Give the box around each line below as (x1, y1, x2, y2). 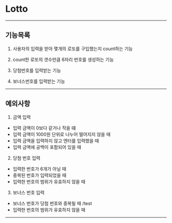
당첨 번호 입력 (12, 154, 40, 161)
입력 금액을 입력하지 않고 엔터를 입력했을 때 (12, 138, 99, 144)
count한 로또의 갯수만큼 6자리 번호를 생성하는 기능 (12, 56, 114, 62)
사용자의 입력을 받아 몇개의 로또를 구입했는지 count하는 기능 (12, 46, 133, 52)
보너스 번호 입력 (12, 189, 45, 195)
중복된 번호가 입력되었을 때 (12, 172, 67, 178)
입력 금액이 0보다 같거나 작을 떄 (12, 125, 76, 131)
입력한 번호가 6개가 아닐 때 (12, 166, 67, 172)
